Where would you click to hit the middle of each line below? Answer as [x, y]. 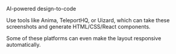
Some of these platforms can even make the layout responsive [84, 38]
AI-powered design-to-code [41, 9]
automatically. [24, 45]
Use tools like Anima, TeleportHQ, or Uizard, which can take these [88, 20]
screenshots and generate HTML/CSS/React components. [78, 27]
